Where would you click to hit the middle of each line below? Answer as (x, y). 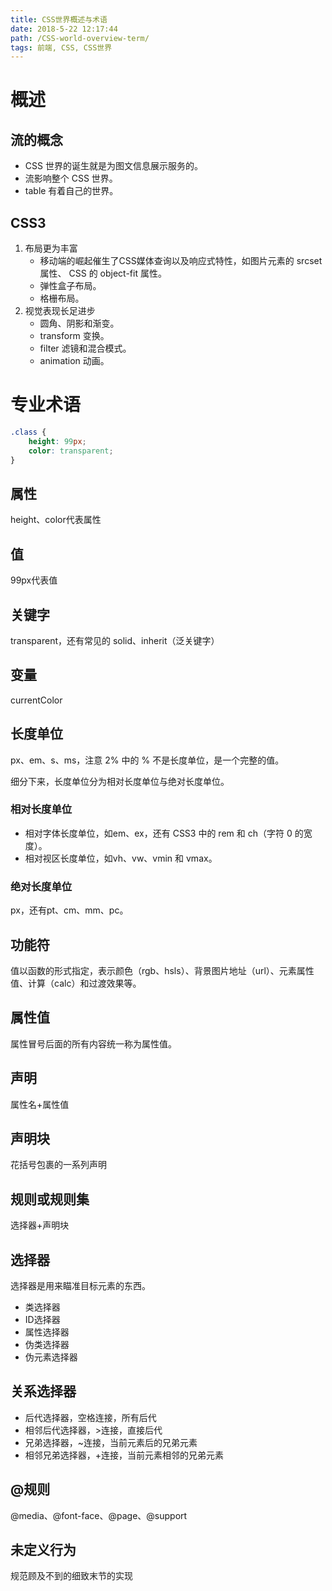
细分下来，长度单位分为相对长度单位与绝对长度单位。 (120, 781)
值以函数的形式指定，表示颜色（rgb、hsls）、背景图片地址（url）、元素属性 (162, 970)
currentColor (36, 700)
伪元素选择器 (51, 1357)
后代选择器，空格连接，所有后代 (90, 1417)
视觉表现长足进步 (60, 311)
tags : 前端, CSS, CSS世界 (61, 47)
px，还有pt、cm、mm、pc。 (69, 910)
